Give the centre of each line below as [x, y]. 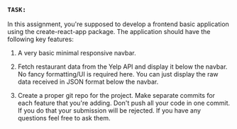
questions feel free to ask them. [64, 118]
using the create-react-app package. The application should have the [109, 32]
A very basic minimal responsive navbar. [77, 53]
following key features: [41, 39]
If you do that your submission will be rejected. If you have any [109, 111]
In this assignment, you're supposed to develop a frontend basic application [118, 24]
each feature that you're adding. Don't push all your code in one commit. [124, 103]
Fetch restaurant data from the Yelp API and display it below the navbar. [122, 67]
